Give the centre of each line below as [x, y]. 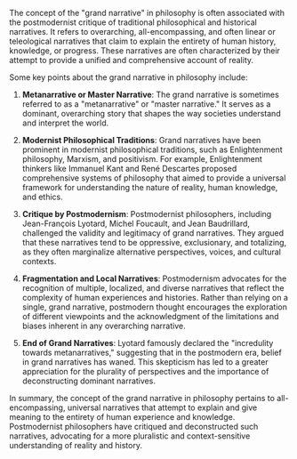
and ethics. [43, 197]
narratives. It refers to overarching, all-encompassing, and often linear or [142, 32]
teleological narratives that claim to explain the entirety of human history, [143, 41]
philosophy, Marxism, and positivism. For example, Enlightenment [142, 159]
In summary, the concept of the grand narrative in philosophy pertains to [142, 398]
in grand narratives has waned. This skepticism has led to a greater [145, 362]
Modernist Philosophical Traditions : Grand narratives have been [141, 140]
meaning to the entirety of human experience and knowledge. [122, 417]
